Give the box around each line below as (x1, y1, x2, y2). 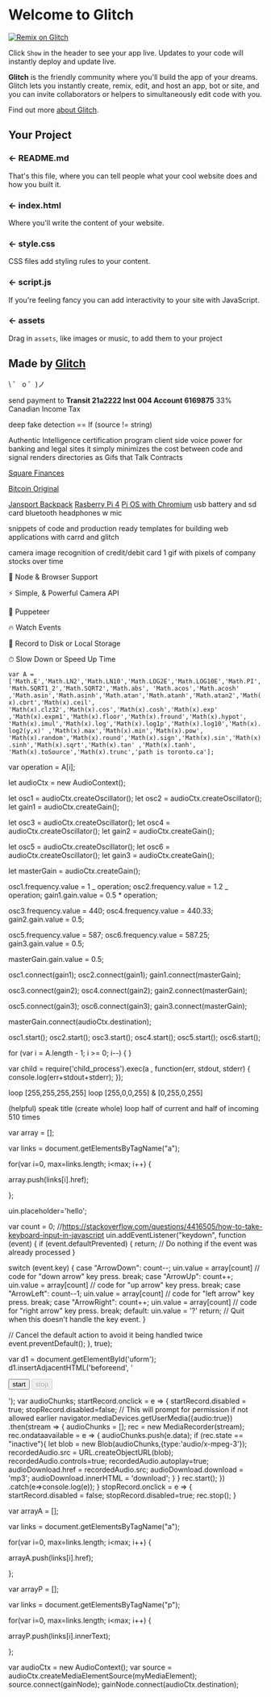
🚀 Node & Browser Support (8, 571, 98, 582)
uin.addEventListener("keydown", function (106, 1230, 247, 1239)
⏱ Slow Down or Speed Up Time (8, 654, 116, 663)
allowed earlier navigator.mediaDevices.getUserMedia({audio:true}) (8, 1413, 233, 1423)
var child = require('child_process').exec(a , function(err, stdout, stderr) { (8, 1064, 251, 1073)
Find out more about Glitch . (8, 105, 99, 115)
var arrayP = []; (8, 1584, 59, 1594)
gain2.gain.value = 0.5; (8, 914, 85, 924)
